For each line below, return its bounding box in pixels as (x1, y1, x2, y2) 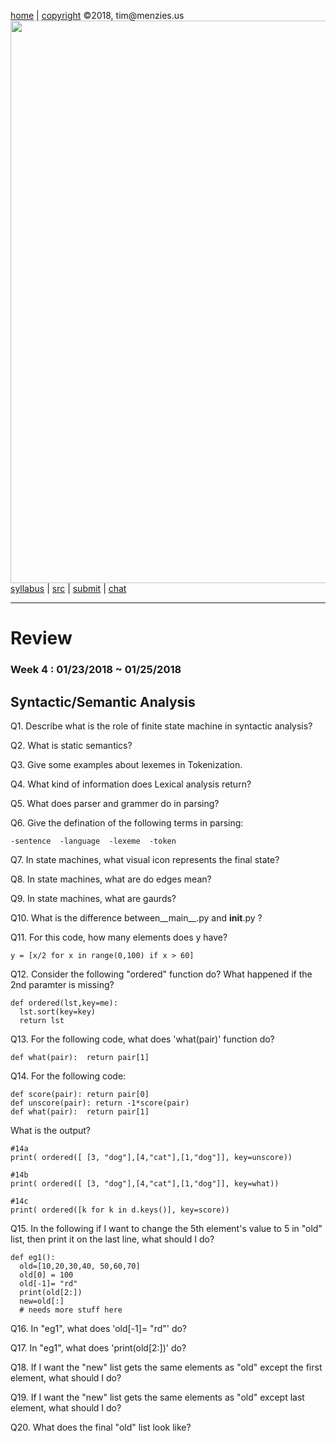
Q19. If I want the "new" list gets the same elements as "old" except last (10, 1391, 305, 1403)
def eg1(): (10, 1252, 56, 1262)
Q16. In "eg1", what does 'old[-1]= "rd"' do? (10, 1322, 188, 1334)
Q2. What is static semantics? (10, 739, 133, 751)
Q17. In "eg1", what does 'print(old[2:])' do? (10, 1341, 187, 1354)
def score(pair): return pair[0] (10, 1089, 150, 1099)
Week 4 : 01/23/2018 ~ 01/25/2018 (10, 663, 182, 677)
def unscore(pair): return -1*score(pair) (10, 1098, 190, 1108)
